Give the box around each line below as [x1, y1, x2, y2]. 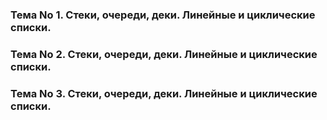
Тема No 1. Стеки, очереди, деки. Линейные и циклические [10, 8, 316, 22]
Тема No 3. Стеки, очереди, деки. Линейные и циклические [10, 86, 318, 100]
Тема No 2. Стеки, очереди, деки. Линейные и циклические [10, 47, 318, 61]
